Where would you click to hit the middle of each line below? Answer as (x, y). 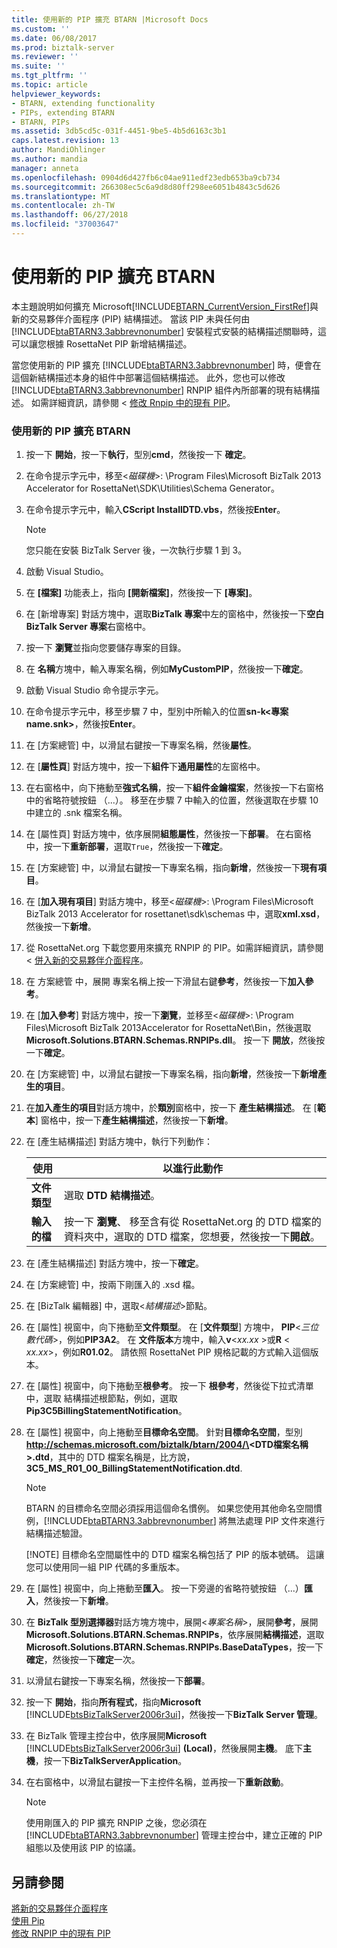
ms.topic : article (49, 85)
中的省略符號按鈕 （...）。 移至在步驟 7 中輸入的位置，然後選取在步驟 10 (172, 800)
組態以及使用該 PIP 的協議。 (83, 1848)
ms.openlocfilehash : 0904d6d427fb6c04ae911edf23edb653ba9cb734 (146, 177)
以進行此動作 (193, 1169)
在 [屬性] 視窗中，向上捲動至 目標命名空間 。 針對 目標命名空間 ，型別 (164, 1432)
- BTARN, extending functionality (83, 103)
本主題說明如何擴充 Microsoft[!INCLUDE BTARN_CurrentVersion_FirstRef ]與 (165, 306)
